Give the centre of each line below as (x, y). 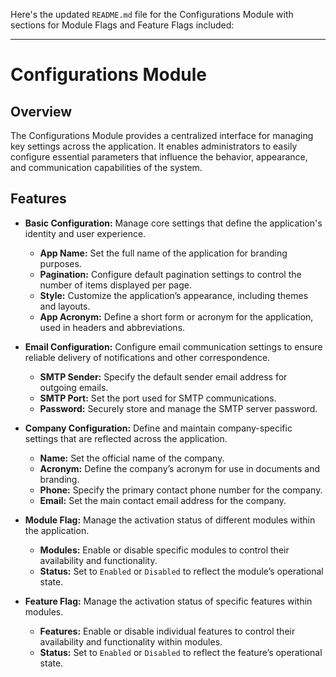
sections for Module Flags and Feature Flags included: (122, 25)
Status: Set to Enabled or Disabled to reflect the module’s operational (181, 571)
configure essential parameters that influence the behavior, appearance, (159, 157)
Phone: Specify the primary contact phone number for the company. (181, 490)
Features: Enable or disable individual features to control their (167, 631)
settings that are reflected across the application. (126, 438)
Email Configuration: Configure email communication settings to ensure (173, 346)
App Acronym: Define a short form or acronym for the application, (176, 316)
